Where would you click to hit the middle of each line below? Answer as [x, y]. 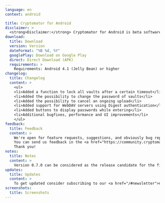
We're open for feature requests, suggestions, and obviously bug [83, 138]
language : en [18, 10]
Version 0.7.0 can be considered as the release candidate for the [84, 165]
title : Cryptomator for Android [38, 23]
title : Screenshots [29, 193]
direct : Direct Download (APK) [41, 60]
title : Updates [25, 174]
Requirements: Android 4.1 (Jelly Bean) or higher [67, 69]
